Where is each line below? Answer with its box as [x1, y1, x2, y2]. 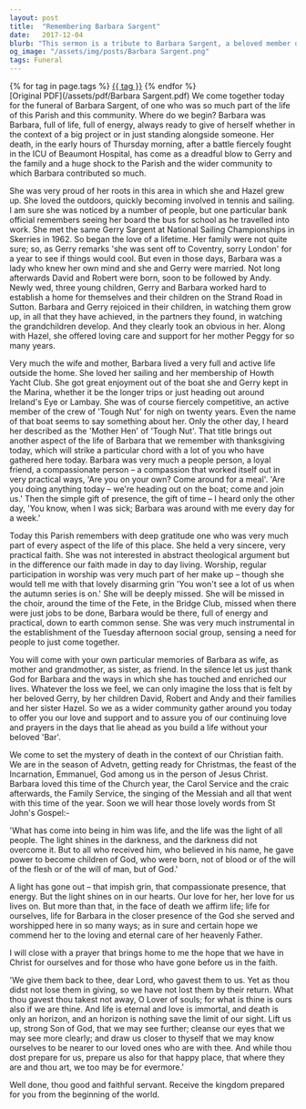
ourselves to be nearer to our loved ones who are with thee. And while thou [9, 1043, 292, 1053]
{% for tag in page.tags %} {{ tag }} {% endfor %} [9, 81, 197, 91]
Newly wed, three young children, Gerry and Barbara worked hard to [9, 282, 267, 292]
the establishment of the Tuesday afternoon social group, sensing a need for [9, 627, 297, 637]
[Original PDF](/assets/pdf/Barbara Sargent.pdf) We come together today [9, 90, 285, 101]
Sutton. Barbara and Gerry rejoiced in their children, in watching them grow [9, 301, 291, 312]
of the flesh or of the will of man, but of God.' [9, 864, 178, 874]
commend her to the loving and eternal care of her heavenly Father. [9, 930, 263, 941]
